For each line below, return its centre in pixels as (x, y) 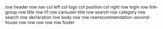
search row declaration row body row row (47, 17)
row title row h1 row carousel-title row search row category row (82, 12)
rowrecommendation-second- (121, 17)
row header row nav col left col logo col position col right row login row (77, 7)
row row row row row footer (47, 22)
